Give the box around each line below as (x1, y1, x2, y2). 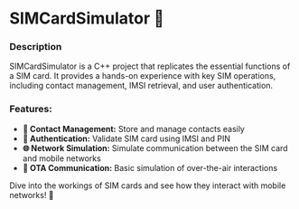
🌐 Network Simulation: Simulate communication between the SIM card (22, 142, 288, 153)
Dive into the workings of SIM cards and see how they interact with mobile (9, 180, 286, 191)
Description (9, 41, 62, 53)
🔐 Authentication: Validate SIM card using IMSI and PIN (22, 133, 230, 144)
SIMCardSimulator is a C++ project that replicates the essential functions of (9, 61, 291, 71)
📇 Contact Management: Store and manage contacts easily (22, 123, 246, 134)
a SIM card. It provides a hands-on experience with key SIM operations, (9, 71, 276, 81)
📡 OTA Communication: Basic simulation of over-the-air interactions (22, 162, 278, 173)
